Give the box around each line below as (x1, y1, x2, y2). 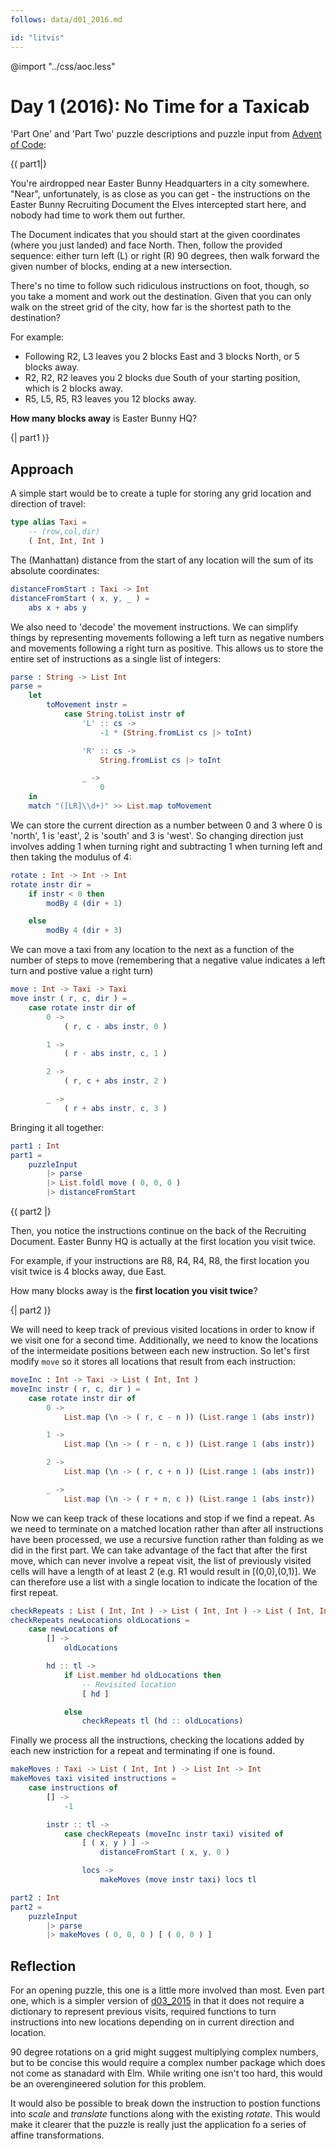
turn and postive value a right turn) (10, 965, 154, 977)
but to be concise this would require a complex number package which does (10, 2057, 326, 2069)
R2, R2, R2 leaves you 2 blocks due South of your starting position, (24, 372, 301, 384)
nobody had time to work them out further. (10, 209, 186, 221)
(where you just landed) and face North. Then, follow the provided (10, 239, 283, 251)
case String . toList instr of (63, 709, 186, 719)
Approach (10, 461, 74, 478)
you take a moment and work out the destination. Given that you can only (10, 291, 312, 303)
